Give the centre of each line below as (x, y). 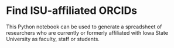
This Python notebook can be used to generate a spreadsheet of (84, 27)
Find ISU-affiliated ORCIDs (72, 11)
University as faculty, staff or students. (53, 39)
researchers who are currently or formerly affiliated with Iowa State (87, 32)
